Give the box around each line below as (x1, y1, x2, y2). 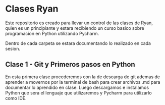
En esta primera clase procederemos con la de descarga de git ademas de (5, 74, 160, 80)
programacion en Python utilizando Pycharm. (5, 30, 99, 36)
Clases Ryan (5, 3, 59, 15)
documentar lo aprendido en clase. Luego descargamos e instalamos (5, 84, 149, 90)
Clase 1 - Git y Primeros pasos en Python (5, 60, 135, 69)
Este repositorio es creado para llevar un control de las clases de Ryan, (5, 20, 153, 26)
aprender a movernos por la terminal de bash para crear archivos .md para (5, 79, 160, 85)
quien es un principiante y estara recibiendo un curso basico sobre (5, 25, 145, 31)
